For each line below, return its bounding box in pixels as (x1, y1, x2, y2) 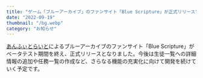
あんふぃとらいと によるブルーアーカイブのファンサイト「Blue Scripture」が (6, 43, 195, 50)
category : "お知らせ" (6, 25, 57, 32)
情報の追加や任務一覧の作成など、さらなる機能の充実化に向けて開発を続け (6, 58, 192, 65)
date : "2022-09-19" (6, 14, 56, 20)
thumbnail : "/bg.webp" (6, 20, 63, 26)
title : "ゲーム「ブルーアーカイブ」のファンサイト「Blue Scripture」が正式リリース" (6, 8, 198, 15)
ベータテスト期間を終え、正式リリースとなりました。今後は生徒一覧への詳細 (6, 50, 196, 58)
